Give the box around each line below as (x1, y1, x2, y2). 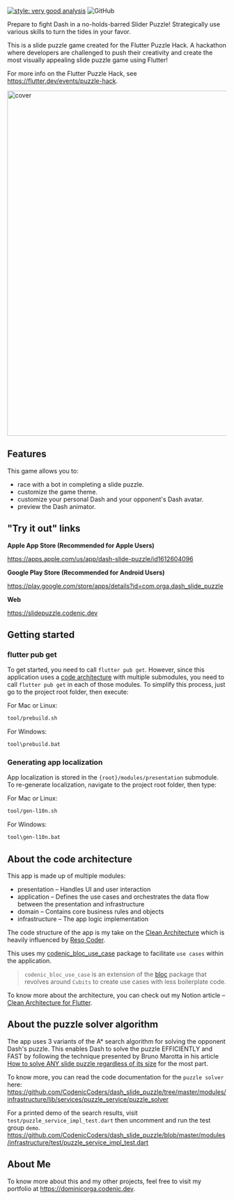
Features (7, 448, 47, 460)
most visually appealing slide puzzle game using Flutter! (7, 56, 169, 64)
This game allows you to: (7, 466, 79, 475)
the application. (7, 956, 52, 965)
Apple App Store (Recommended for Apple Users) (7, 541, 155, 549)
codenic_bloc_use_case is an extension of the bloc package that (24, 970, 207, 978)
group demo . (7, 1123, 40, 1132)
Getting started (7, 629, 75, 641)
